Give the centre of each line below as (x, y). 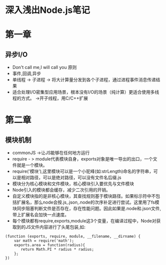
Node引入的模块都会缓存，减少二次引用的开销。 (61, 190)
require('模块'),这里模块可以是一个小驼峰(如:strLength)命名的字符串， (83, 171)
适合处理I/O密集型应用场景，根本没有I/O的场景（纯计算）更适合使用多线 (86, 92)
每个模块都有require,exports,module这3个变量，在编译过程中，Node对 (84, 221)
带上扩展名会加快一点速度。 (41, 215)
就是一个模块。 (32, 165)
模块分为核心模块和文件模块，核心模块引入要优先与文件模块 (73, 184)
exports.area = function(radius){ (50, 245)
